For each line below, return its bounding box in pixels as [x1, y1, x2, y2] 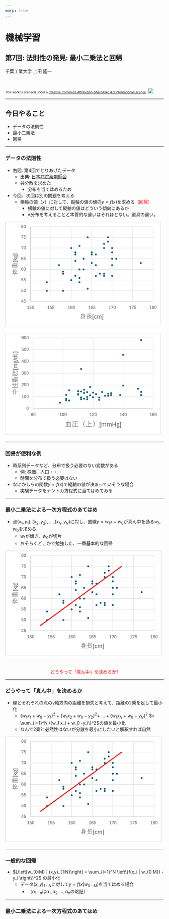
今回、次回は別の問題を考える [12, 192, 74, 198]
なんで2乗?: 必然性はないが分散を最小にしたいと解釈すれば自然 [20, 726, 151, 732]
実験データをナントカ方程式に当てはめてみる [20, 488, 113, 494]
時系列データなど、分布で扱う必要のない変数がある [12, 463, 119, 469]
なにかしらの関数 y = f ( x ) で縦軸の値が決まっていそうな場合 [12, 481, 134, 487]
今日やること [5, 109, 45, 118]
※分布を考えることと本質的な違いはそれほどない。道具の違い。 [27, 211, 158, 217]
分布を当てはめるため [27, 186, 72, 192]
